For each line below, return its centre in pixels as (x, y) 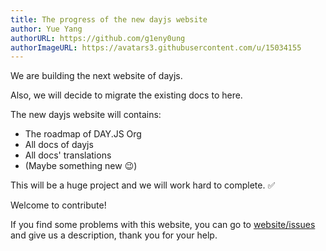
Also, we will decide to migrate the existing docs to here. (126, 95)
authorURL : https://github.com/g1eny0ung (98, 38)
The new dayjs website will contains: (86, 115)
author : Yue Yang (46, 29)
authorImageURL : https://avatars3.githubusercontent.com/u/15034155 (156, 47)
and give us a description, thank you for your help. (114, 235)
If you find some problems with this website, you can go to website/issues (163, 225)
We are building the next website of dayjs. (96, 76)
